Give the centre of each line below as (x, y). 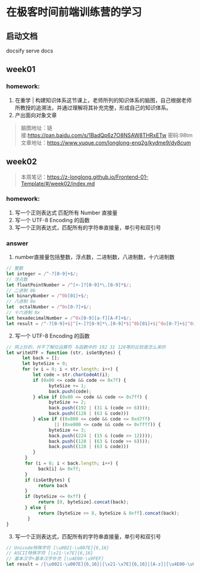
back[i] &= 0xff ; (60, 469)
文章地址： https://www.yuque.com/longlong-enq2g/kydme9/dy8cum (106, 142)
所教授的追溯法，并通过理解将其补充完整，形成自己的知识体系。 (93, 107)
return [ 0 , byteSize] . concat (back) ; (83, 502)
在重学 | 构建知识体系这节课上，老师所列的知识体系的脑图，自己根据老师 (103, 100)
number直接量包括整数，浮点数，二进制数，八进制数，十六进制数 (95, 257)
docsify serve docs (30, 51)
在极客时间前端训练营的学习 (74, 12)
